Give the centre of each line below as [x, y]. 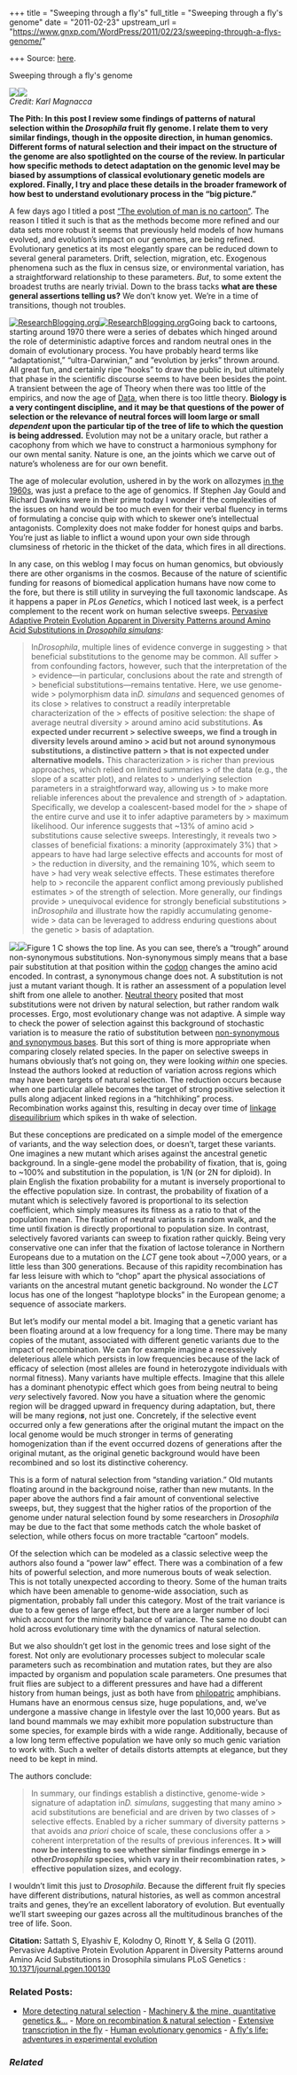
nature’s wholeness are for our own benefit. [89, 464]
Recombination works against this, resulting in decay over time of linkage [143, 1108]
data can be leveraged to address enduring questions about [168, 920]
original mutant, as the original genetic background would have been [134, 1453]
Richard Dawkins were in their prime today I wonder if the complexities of [143, 499]
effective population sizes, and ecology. [106, 1868]
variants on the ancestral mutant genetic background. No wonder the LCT [144, 1285]
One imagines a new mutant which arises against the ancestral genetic [138, 1153]
